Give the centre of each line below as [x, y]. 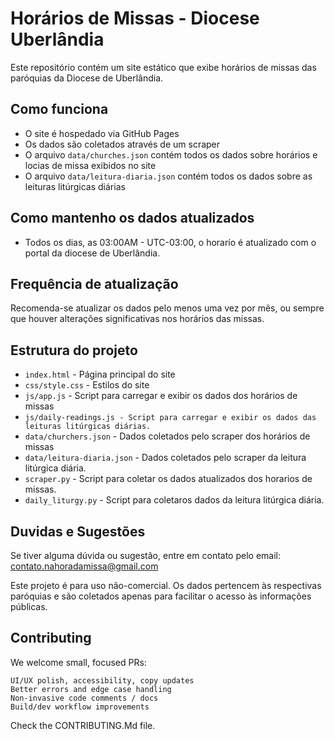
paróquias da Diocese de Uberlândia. [87, 78]
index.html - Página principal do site [100, 374]
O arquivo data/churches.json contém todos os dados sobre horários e [171, 154]
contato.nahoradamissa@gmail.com [84, 566]
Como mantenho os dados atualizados [132, 218]
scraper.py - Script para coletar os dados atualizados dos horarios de [168, 479]
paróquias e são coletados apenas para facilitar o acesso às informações [161, 596]
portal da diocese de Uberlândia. [92, 253]
